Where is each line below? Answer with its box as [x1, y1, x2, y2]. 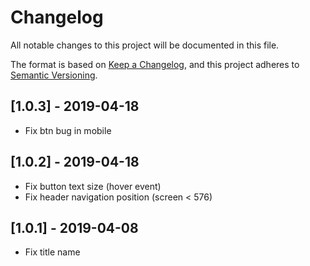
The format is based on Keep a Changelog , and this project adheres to [10, 58, 300, 70]
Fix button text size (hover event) [24, 180, 162, 192]
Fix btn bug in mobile [24, 124, 112, 136]
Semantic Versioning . [10, 69, 98, 81]
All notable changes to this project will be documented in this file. [10, 39, 280, 51]
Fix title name [24, 246, 81, 258]
